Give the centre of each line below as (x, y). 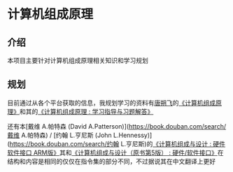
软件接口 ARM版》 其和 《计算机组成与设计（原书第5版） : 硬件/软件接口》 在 (115, 152)
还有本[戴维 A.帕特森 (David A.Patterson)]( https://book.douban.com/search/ (116, 126)
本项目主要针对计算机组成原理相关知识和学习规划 (78, 60)
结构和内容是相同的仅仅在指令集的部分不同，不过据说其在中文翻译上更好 (111, 161)
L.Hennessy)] (133, 135)
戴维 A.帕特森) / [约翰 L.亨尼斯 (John (59, 135)
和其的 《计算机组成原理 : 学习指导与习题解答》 (87, 111)
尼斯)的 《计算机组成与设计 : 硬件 (179, 143)
